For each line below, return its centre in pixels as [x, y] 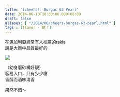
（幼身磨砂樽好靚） [24, 67]
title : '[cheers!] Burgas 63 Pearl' [42, 9]
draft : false [18, 18]
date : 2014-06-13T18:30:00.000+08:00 [43, 14]
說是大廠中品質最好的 [26, 48]
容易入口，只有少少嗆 [26, 74]
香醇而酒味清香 [20, 80]
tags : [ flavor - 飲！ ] [28, 28]
